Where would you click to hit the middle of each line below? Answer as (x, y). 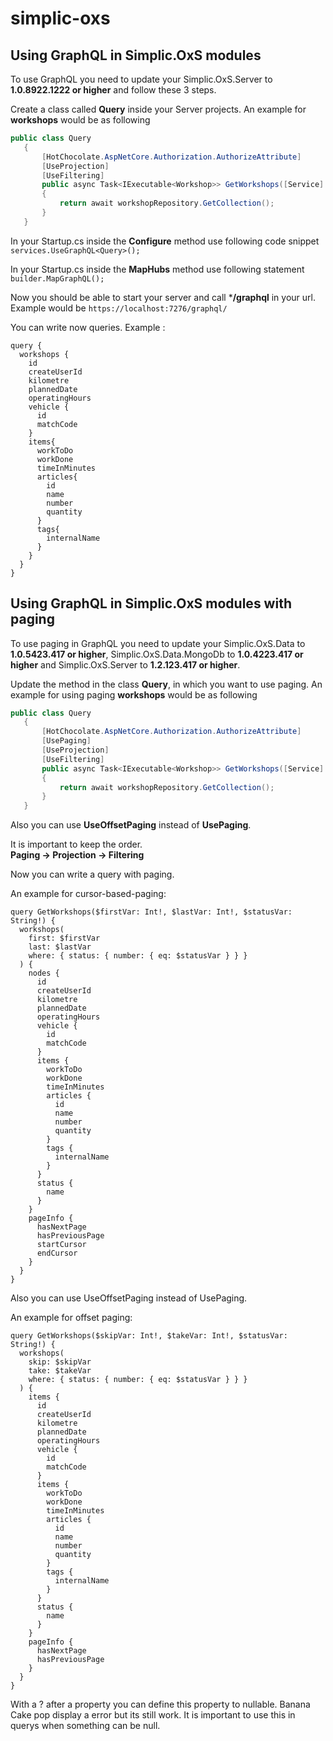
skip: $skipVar (60, 1362)
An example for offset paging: (71, 1318)
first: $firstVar (64, 938)
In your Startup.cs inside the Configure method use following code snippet (165, 241)
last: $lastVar (60, 947)
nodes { (44, 973)
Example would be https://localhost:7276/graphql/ (119, 308)
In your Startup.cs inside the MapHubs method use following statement (157, 269)
